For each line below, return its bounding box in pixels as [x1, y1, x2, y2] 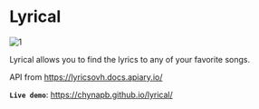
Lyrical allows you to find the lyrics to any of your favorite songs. [9, 54, 251, 64]
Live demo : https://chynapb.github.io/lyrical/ [9, 89, 174, 100]
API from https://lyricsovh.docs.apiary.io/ [9, 71, 163, 83]
